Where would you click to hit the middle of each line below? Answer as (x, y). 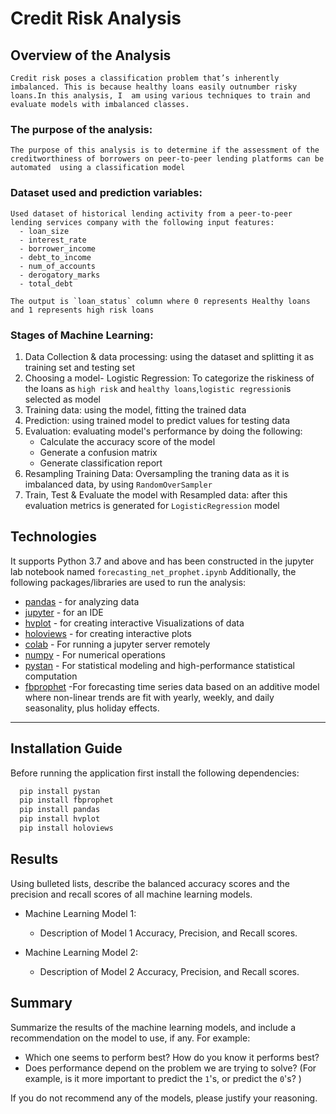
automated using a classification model (98, 168)
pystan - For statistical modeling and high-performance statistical (159, 665)
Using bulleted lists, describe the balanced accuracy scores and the (150, 883)
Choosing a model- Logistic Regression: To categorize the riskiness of (169, 378)
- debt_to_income (55, 257)
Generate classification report (101, 463)
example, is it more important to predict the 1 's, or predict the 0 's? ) (163, 1078)
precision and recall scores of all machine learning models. (131, 894)
